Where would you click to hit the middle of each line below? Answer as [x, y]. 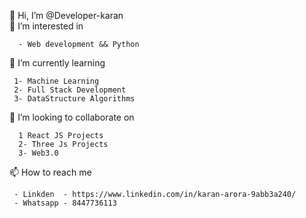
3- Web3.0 [38, 153]
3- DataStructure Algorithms [74, 99]
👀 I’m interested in [46, 26]
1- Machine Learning [56, 81]
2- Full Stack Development [70, 90]
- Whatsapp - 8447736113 [65, 203]
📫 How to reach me [50, 172]
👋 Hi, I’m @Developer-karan [66, 15]
